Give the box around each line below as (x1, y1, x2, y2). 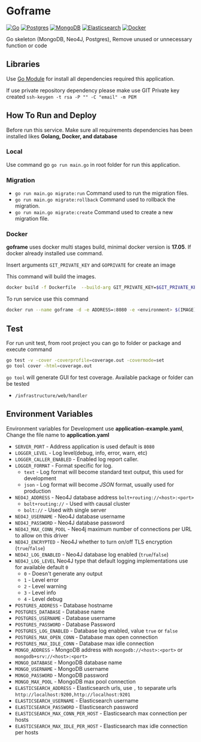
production (23, 487, 51, 494)
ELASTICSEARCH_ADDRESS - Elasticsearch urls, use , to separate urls (14, 684, 176, 691)
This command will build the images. (6, 273, 96, 280)
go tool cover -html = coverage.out (6, 363, 93, 369)
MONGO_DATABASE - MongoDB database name (14, 659, 123, 666)
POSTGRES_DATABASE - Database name (14, 608, 105, 615)
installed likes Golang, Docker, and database (6, 133, 118, 140)
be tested (6, 380, 30, 387)
